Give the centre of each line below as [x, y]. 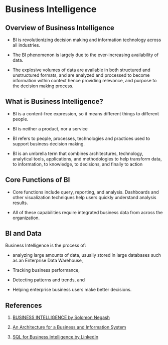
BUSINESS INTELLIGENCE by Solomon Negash [61, 317]
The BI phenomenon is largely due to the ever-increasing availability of [86, 55]
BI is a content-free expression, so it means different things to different [86, 113]
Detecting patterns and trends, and [49, 280]
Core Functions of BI [38, 180]
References [24, 305]
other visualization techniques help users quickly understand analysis [84, 197]
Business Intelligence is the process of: [46, 245]
